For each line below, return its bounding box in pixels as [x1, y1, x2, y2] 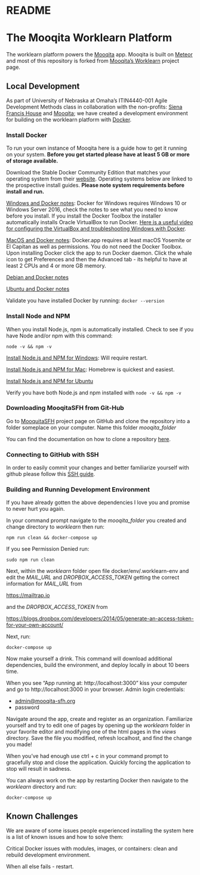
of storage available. [6, 157, 59, 165]
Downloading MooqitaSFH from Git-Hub [6, 404, 124, 412]
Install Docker [6, 131, 48, 139]
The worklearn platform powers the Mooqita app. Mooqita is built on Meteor [6, 51, 193, 58]
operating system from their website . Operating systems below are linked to [6, 175, 193, 183]
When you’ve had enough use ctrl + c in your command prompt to [6, 753, 169, 760]
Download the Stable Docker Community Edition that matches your [6, 169, 171, 176]
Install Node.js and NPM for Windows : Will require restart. [6, 354, 148, 361]
